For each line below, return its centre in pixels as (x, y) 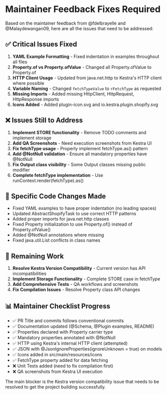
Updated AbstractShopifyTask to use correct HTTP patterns (74, 214)
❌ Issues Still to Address (44, 120)
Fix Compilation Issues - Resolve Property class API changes (76, 289)
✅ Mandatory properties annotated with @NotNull (64, 337)
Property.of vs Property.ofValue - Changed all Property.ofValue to (82, 67)
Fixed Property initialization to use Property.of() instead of (72, 224)
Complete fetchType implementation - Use (58, 175)
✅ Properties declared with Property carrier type (63, 332)
